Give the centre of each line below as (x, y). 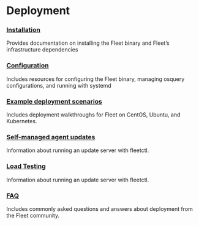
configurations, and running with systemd (59, 85)
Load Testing (26, 166)
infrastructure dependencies (42, 50)
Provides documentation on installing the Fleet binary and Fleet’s (88, 43)
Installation (24, 30)
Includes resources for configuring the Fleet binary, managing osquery (96, 79)
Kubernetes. (22, 121)
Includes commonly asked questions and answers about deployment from (99, 208)
